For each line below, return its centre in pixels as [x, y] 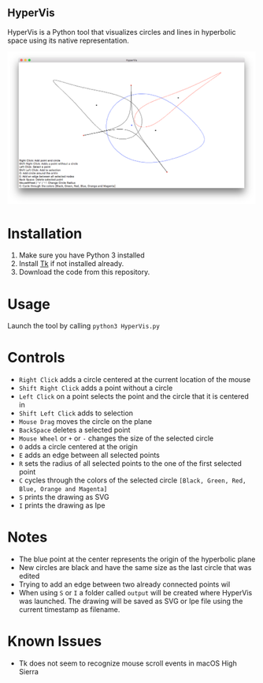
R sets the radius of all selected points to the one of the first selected [130, 463]
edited [29, 576]
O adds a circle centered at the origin [78, 447]
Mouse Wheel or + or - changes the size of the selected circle [116, 438]
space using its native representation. [68, 40]
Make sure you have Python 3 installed [81, 255]
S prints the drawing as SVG [64, 497]
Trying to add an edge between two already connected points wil [124, 584]
